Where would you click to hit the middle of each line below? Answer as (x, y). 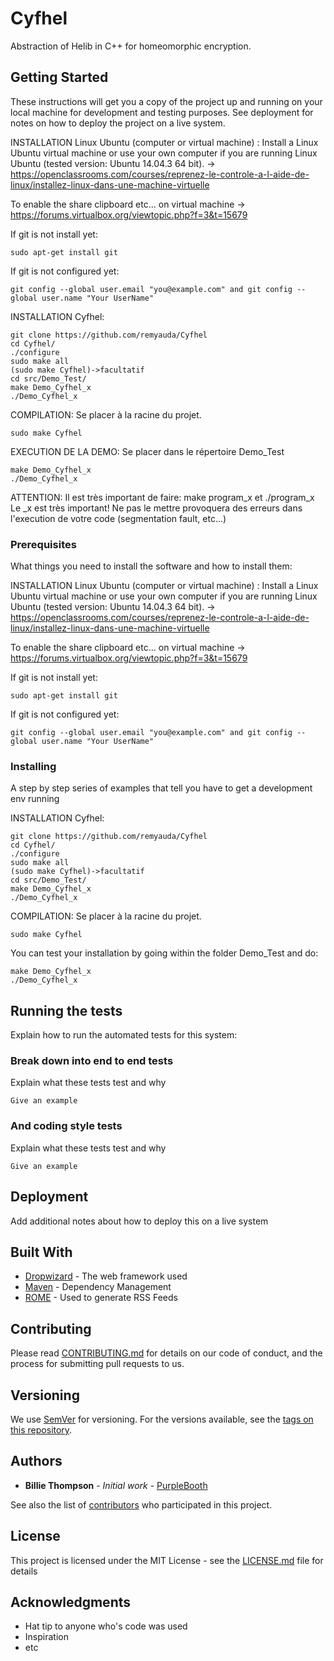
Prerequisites (43, 544)
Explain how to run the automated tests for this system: (124, 1035)
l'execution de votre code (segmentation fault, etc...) (118, 518)
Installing (33, 766)
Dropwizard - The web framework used (106, 1276)
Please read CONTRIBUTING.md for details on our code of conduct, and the (166, 1353)
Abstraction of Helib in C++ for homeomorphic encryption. (131, 46)
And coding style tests (66, 1126)
